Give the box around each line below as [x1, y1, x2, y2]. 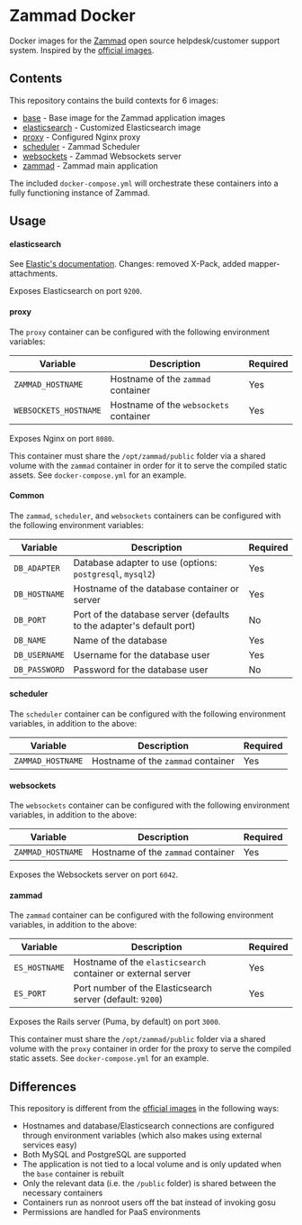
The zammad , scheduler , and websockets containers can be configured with [9, 510, 281, 521]
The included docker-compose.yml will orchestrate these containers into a [9, 178, 279, 188]
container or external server [73, 967, 191, 980]
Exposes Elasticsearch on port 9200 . [9, 286, 142, 297]
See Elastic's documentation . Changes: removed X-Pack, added [9, 259, 246, 270]
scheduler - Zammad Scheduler [22, 141, 141, 151]
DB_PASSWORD [13, 664, 66, 674]
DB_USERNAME [13, 650, 66, 660]
